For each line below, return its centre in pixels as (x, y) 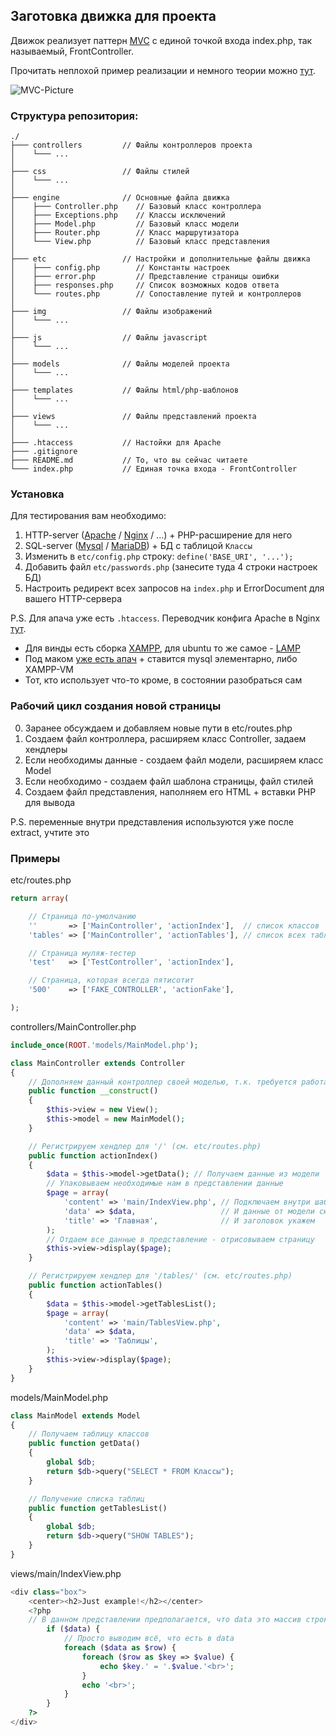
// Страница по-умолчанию (82, 916)
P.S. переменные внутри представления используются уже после (152, 821)
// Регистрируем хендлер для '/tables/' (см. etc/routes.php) (160, 1276)
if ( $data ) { (73, 1629)
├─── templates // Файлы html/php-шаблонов (125, 390)
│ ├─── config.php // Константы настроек (120, 268)
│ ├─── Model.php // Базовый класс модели (125, 224)
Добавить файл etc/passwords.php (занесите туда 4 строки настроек (171, 567)
